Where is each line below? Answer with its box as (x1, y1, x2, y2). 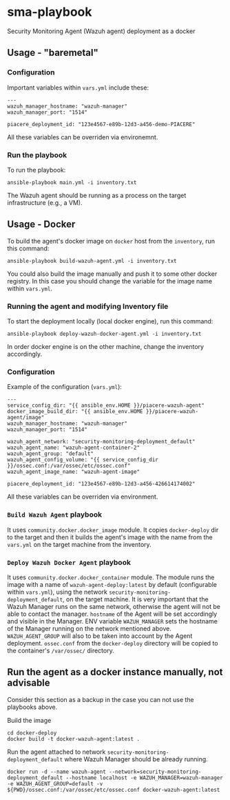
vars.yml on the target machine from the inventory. (7, 540, 151, 548)
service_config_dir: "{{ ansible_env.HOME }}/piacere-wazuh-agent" (7, 402, 205, 409)
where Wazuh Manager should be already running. (64, 754, 208, 763)
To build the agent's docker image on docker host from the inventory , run (7, 237, 216, 245)
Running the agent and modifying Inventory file (7, 301, 169, 311)
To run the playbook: (7, 166, 66, 174)
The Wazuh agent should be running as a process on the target (7, 191, 187, 199)
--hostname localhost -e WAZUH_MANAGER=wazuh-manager (65, 774, 224, 781)
